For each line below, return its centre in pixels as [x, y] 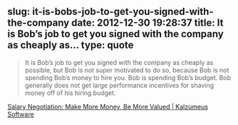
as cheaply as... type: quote [71, 45]
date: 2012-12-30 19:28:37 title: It [147, 23]
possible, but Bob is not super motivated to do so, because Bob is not [127, 70]
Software [21, 114]
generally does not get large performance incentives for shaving [119, 85]
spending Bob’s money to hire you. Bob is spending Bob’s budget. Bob [128, 77]
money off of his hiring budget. [70, 93]
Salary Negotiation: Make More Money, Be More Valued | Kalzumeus [108, 106]
